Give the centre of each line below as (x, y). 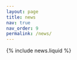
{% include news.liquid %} (39, 50)
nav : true (19, 23)
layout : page (22, 12)
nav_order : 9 (22, 28)
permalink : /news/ (29, 34)
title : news (21, 17)
